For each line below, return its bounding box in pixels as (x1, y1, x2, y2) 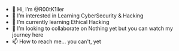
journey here (11, 31, 44, 38)
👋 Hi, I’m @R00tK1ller (11, 6, 65, 13)
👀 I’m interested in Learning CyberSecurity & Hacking (11, 12, 144, 19)
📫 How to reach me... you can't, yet (11, 38, 101, 45)
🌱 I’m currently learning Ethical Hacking (11, 19, 110, 25)
